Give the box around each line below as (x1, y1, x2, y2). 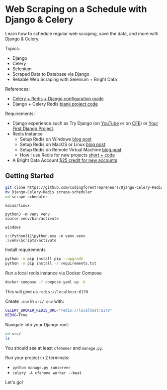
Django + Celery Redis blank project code (12, 101, 98, 107)
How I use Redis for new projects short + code (19, 152, 115, 158)
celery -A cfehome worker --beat (12, 370, 82, 376)
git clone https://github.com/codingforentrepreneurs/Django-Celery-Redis (5, 185, 164, 190)
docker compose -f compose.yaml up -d (5, 280, 85, 285)
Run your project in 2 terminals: (5, 355, 70, 361)
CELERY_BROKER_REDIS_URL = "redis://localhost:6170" (5, 308, 112, 313)
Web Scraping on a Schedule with (5, 3, 147, 15)
